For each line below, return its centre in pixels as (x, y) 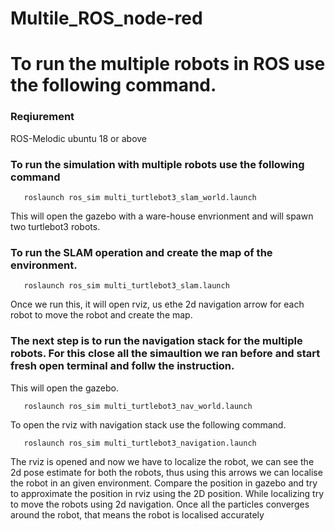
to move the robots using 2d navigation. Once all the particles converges (160, 504)
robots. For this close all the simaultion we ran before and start (165, 354)
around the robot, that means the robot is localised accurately (137, 514)
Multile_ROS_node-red (106, 18)
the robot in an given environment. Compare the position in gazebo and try (164, 483)
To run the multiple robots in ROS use (168, 64)
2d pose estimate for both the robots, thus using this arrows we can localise (166, 472)
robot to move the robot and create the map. (101, 315)
